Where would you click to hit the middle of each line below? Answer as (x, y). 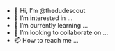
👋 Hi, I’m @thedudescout (49, 11)
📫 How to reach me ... (46, 40)
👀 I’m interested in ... (43, 18)
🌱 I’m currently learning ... (51, 25)
